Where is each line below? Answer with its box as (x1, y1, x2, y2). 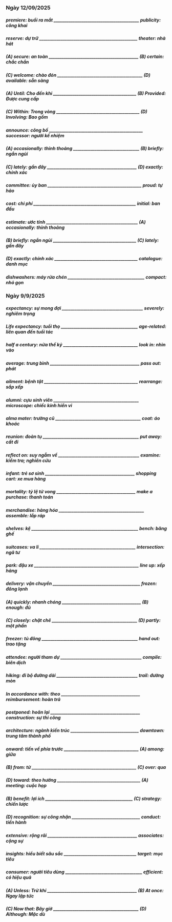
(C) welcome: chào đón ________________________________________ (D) (6, 72, 150, 78)
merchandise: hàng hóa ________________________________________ (6, 507, 145, 513)
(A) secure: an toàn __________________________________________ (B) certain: (6, 53, 164, 60)
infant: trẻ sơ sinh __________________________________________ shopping (6, 470, 157, 476)
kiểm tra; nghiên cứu (6, 457, 51, 464)
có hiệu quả (6, 874, 32, 881)
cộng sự (6, 837, 24, 844)
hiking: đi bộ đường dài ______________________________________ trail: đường (6, 673, 164, 679)
